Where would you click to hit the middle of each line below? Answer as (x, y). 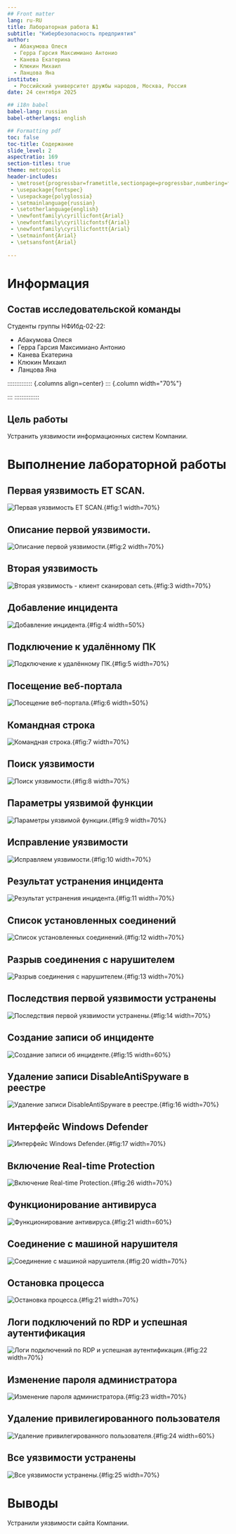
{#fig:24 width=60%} (184, 1435)
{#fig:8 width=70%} (101, 781)
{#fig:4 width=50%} (116, 624)
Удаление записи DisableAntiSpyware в (98, 1077)
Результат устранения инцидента (85, 881)
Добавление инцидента (63, 608)
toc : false (23, 137)
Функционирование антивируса (82, 1205)
